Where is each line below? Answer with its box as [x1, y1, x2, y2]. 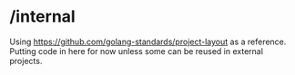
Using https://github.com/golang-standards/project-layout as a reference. [9, 36, 287, 47]
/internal [9, 6, 76, 27]
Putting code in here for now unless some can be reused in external [9, 45, 264, 56]
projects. [9, 55, 43, 66]
